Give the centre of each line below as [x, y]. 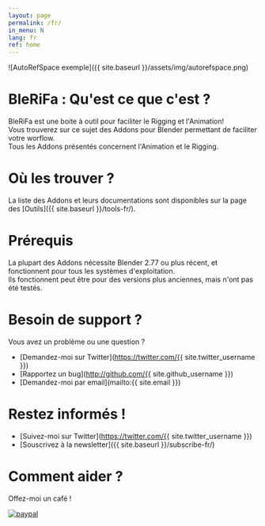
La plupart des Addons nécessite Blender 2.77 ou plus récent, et [113, 263]
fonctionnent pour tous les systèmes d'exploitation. [92, 271]
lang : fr [23, 38]
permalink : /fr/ [35, 23]
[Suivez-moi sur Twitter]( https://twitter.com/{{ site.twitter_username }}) [136, 436]
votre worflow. [32, 138]
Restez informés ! [67, 414]
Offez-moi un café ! [40, 498]
